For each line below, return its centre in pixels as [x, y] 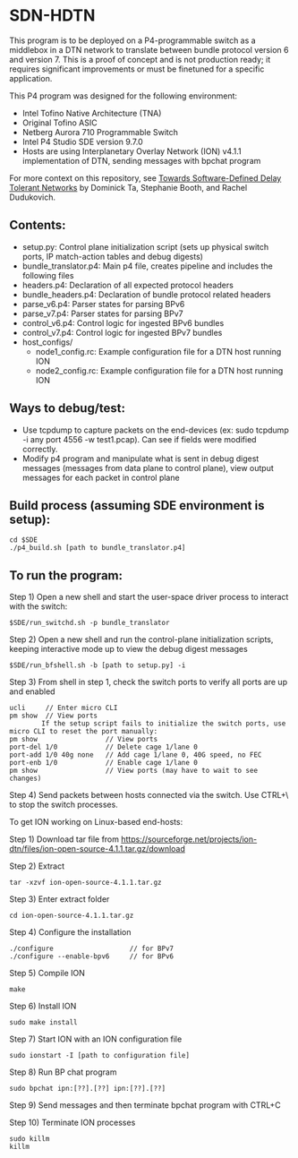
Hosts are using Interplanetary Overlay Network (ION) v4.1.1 [132, 151]
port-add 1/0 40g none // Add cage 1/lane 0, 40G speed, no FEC [136, 755]
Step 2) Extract [37, 866]
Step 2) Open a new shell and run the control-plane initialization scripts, [141, 639]
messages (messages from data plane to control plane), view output [148, 467]
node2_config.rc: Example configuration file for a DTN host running [159, 370]
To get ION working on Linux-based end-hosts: [96, 822]
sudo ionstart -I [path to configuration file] [100, 1056]
